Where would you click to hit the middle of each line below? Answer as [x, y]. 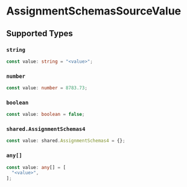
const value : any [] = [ [36, 167]
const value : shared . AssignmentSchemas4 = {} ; [66, 141]
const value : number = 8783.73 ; [47, 88]
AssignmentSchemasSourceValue [94, 11]
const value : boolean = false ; [46, 115]
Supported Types [40, 33]
